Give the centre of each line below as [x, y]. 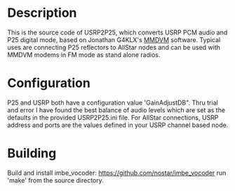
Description [42, 13]
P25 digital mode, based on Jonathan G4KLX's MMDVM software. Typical [114, 39]
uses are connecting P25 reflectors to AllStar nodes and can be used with [114, 47]
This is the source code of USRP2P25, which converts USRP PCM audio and [117, 32]
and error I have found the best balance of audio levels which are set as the [116, 110]
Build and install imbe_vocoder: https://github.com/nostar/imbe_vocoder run [117, 173]
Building [32, 153]
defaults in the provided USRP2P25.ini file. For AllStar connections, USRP [113, 117]
